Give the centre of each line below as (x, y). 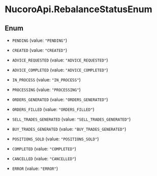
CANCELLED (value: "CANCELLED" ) (44, 158)
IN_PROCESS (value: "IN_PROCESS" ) (46, 80)
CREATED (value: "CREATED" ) (39, 50)
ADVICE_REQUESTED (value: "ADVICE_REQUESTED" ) (60, 60)
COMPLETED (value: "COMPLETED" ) (44, 149)
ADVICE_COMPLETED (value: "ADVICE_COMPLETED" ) (60, 70)
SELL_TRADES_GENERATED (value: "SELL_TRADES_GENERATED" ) (71, 119)
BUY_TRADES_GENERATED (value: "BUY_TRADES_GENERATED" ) (69, 129)
